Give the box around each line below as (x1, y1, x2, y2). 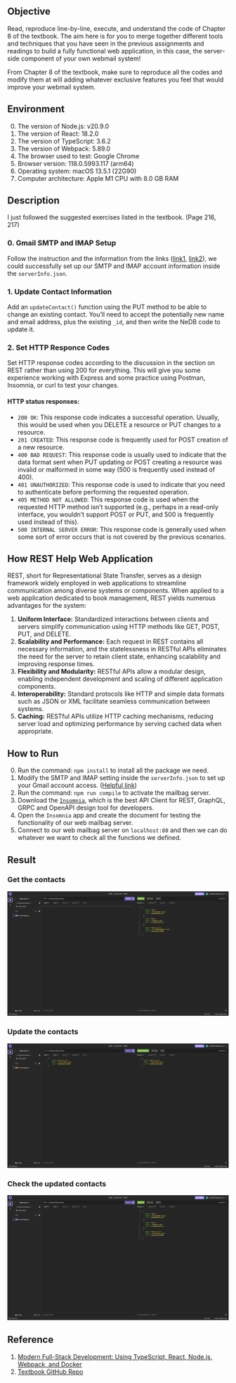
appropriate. (17, 727, 54, 736)
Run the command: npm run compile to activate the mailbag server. (17, 789, 211, 797)
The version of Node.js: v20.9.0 (17, 122, 110, 130)
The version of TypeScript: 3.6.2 (17, 136, 111, 145)
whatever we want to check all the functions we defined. (17, 834, 181, 842)
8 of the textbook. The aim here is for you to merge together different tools (7, 32, 223, 40)
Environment (7, 103, 65, 115)
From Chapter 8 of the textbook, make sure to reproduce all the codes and (7, 68, 223, 76)
